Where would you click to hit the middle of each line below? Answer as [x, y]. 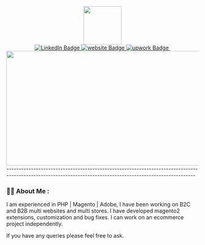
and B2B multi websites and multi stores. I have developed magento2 [93, 211]
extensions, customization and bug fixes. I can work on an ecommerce [95, 218]
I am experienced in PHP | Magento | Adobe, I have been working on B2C [99, 205]
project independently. [34, 224]
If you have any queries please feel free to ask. [65, 236]
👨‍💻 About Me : [28, 191]
